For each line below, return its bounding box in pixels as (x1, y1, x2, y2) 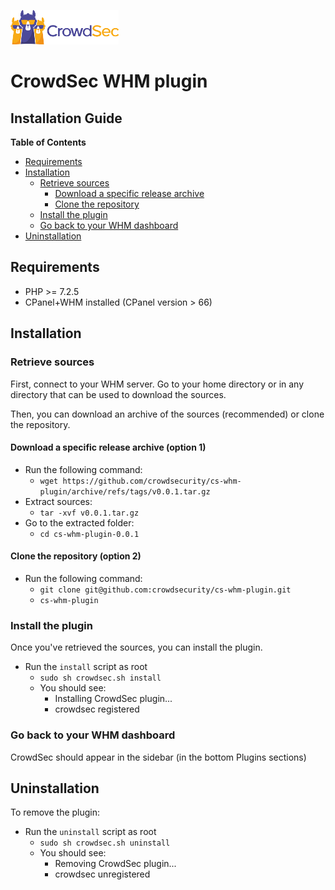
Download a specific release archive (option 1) (10, 441, 207, 454)
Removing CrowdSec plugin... (54, 858, 177, 870)
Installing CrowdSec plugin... (54, 693, 173, 705)
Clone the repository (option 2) (10, 550, 142, 562)
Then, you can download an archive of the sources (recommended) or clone (10, 408, 325, 420)
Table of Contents (10, 136, 87, 148)
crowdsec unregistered (54, 868, 151, 880)
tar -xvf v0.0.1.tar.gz (39, 508, 140, 518)
